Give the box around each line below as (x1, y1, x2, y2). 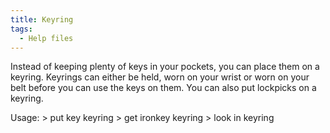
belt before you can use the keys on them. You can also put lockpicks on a (10, 82, 317, 94)
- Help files (19, 33, 74, 43)
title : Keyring (10, 14, 74, 25)
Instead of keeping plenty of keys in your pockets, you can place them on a (10, 61, 320, 73)
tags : (10, 24, 33, 34)
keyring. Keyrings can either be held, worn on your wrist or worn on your (10, 71, 310, 83)
